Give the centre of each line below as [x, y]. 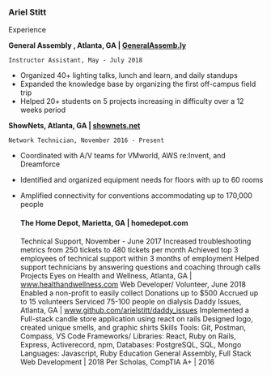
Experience [28, 30]
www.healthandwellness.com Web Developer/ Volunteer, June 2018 [133, 284]
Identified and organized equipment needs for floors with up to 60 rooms [142, 180]
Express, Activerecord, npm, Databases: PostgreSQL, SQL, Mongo [131, 344]
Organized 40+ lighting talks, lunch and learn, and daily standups [129, 75]
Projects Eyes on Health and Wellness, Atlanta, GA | [106, 275]
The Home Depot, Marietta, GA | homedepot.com [104, 222]
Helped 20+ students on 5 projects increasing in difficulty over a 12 [132, 101]
